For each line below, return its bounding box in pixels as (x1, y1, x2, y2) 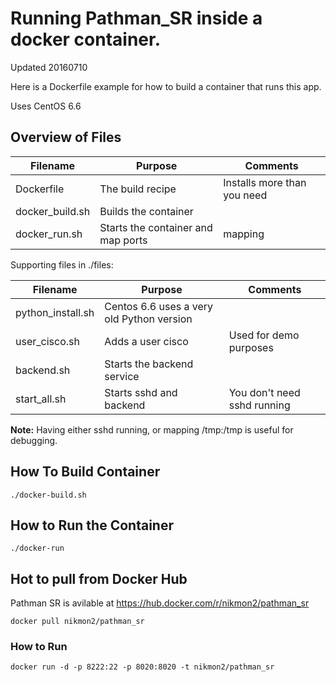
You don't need (228, 385, 301, 399)
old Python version (104, 312, 193, 326)
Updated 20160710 (10, 61, 88, 73)
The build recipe (99, 182, 177, 196)
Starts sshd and (104, 385, 178, 399)
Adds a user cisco (104, 334, 189, 348)
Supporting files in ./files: (10, 258, 114, 271)
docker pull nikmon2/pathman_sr (10, 617, 145, 627)
